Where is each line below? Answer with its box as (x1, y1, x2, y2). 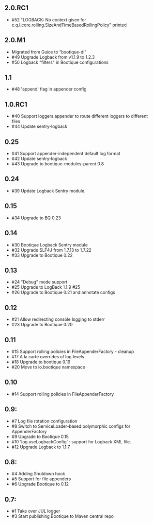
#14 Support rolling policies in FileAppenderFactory (11, 391, 114, 397)
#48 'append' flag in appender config (11, 86, 87, 92)
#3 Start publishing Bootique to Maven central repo (11, 513, 114, 519)
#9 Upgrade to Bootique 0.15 (11, 434, 69, 439)
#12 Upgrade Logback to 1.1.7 (11, 444, 71, 450)
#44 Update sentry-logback (11, 123, 67, 129)
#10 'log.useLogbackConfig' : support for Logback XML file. (11, 438, 131, 444)
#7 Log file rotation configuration (11, 418, 77, 424)
